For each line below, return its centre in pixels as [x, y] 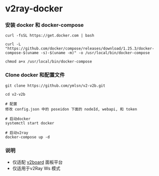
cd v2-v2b [15, 94]
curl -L [13, 44]
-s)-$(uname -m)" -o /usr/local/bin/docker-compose [95, 53]
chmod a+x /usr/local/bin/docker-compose [49, 62]
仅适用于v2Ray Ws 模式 [36, 169]
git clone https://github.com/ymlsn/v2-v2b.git [55, 86]
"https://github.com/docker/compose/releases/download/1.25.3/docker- [80, 49]
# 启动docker [18, 119]
